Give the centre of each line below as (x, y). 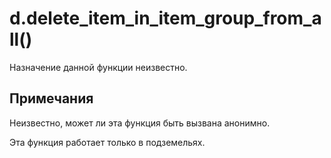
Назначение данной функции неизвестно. (98, 67)
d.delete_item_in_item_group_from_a (165, 18)
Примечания (51, 98)
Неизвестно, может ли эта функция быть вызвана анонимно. (140, 123)
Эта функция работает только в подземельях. (107, 142)
